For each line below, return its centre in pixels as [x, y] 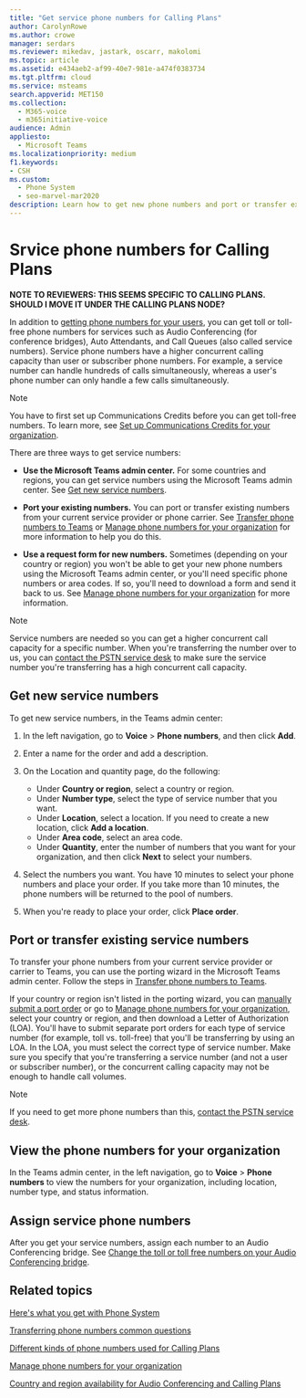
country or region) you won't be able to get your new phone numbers [153, 563]
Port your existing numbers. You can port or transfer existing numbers [156, 507]
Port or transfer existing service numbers [129, 940]
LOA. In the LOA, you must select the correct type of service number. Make [150, 1047]
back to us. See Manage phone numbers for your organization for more [156, 593]
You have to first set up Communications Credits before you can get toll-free [153, 415]
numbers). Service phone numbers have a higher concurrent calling [137, 351]
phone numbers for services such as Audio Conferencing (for [142, 331]
